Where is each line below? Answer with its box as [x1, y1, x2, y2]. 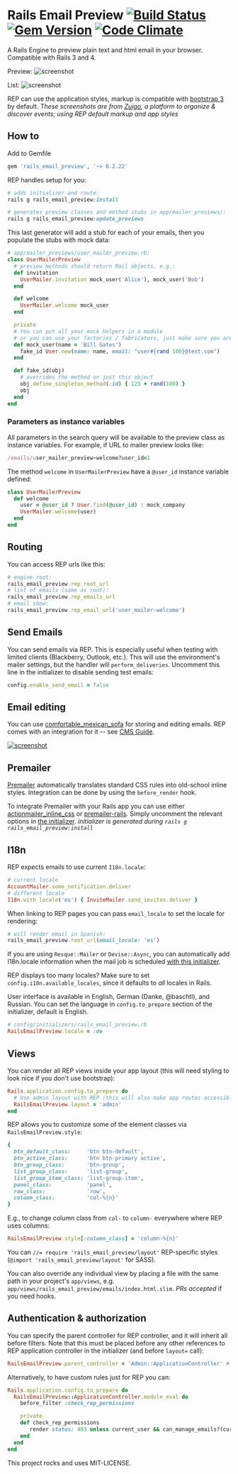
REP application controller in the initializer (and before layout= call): [7, 1346, 204, 1355]
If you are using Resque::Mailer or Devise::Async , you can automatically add [7, 950, 230, 959]
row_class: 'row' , [13, 1188, 106, 1195]
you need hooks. [7, 1292, 57, 1301]
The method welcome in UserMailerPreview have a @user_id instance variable [7, 467, 229, 476]
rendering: [7, 917, 38, 925]
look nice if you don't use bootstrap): [7, 1074, 115, 1082]
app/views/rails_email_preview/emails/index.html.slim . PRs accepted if [7, 1284, 222, 1293]
